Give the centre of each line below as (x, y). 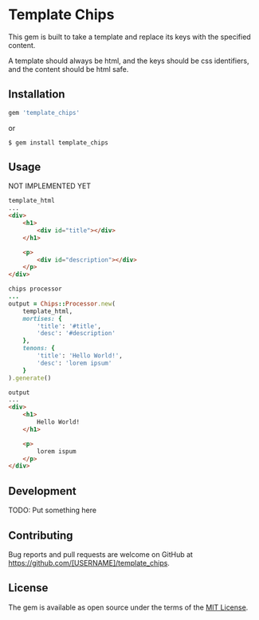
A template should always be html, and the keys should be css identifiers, (129, 61)
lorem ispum (57, 451)
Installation (37, 95)
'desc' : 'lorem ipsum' (75, 363)
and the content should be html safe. (69, 69)
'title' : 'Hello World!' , (80, 356)
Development (43, 491)
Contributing (41, 535)
